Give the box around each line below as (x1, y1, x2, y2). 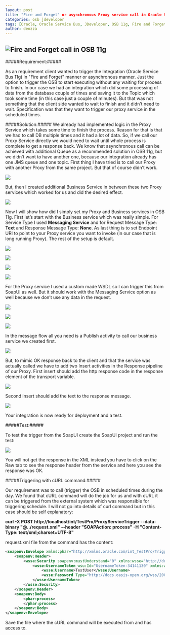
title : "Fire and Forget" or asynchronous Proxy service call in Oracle (5, 12, 162, 17)
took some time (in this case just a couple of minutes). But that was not (5, 95, 153, 102)
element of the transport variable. (5, 374, 75, 380)
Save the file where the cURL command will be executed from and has (5, 620, 152, 626)
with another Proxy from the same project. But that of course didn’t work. (5, 164, 158, 171)
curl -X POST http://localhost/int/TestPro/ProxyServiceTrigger (5, 518, 140, 524)
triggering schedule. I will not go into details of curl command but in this (5, 503, 155, 509)
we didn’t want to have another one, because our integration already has (5, 153, 157, 160)
